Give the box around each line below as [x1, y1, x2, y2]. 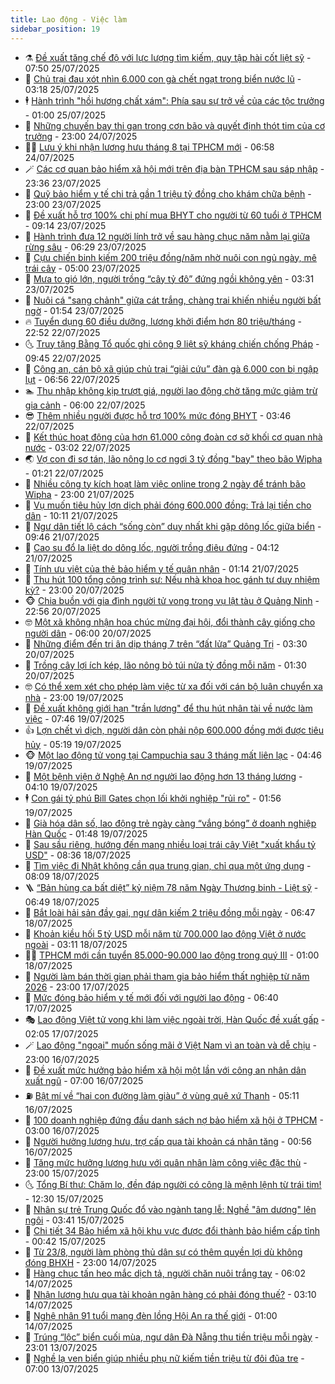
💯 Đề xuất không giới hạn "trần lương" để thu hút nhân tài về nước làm [24, 702, 313, 714]
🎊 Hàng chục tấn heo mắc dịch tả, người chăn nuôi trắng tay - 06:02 [24, 1267, 306, 1279]
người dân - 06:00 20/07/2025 [24, 627, 152, 639]
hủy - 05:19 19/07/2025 [24, 738, 122, 750]
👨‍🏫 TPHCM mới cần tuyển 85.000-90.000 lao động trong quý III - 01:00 [24, 949, 320, 961]
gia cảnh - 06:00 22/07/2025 [24, 399, 146, 411]
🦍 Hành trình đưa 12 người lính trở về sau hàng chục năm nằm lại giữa [24, 230, 311, 242]
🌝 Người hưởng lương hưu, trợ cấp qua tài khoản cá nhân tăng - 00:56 [24, 1135, 312, 1147]
